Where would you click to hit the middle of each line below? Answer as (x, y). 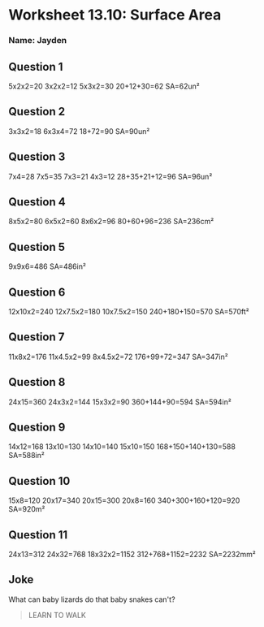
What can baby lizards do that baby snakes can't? (92, 599)
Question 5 (37, 246)
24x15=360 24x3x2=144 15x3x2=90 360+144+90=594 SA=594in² (120, 402)
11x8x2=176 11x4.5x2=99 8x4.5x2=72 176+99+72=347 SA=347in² (119, 357)
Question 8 (37, 382)
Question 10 (39, 481)
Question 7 (37, 337)
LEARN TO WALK (57, 615)
